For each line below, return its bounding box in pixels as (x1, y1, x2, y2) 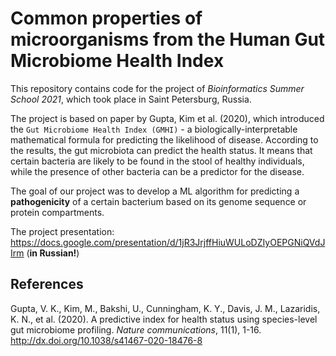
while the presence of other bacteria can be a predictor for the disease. (10, 165, 305, 177)
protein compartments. (10, 206, 105, 218)
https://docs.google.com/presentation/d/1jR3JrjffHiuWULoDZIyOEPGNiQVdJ (10, 236, 326, 248)
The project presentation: (10, 225, 115, 237)
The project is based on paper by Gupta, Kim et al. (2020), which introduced (10, 112, 325, 124)
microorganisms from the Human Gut (10, 28, 326, 51)
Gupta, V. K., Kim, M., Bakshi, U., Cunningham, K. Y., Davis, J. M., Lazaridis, (10, 302, 321, 314)
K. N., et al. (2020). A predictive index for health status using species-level (10, 313, 318, 325)
